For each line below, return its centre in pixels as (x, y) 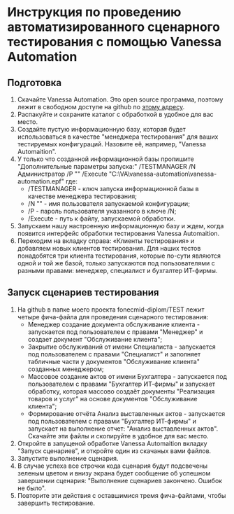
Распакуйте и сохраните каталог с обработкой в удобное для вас (116, 114)
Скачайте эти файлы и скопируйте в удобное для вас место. (118, 436)
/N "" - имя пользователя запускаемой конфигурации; (109, 203)
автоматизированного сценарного (114, 27)
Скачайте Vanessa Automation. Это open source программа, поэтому (120, 99)
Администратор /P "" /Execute (62, 174)
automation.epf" (41, 181)
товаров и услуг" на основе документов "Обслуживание (112, 398)
